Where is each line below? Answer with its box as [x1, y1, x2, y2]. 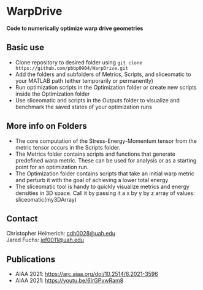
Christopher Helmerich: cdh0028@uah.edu [6, 230, 115, 237]
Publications [6, 254, 56, 264]
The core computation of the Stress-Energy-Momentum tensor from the [15, 137, 197, 145]
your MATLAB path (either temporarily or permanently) [15, 77, 153, 84]
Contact [6, 213, 38, 224]
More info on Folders [6, 121, 87, 131]
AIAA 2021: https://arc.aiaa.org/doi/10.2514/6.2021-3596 [15, 270, 158, 278]
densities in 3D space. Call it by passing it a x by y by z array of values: [15, 189, 195, 197]
